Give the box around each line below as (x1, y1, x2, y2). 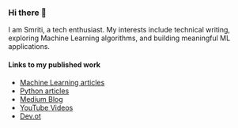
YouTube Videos (19, 103, 74, 112)
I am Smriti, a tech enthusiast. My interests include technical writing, (8, 25, 231, 35)
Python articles (19, 86, 70, 96)
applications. (8, 42, 50, 51)
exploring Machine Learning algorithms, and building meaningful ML (8, 33, 231, 43)
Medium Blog (19, 94, 63, 104)
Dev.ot (19, 111, 42, 121)
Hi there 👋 (8, 7, 47, 18)
